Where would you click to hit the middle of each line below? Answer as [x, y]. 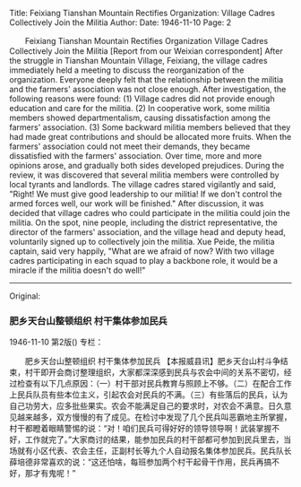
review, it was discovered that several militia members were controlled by [144, 175]
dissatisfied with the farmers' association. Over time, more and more [136, 156]
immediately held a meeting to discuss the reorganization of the [127, 70]
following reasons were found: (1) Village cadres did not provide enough [142, 99]
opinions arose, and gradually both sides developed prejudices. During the [147, 165]
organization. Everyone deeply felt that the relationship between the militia [146, 79]
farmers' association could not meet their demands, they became [130, 146]
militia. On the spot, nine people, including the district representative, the [143, 222]
